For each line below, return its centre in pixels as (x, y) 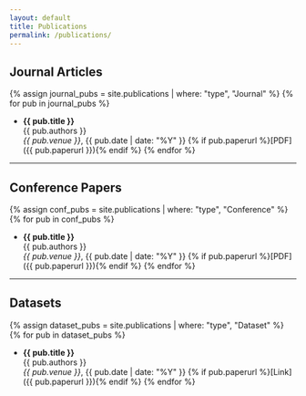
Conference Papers (66, 188)
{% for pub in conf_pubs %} (62, 219)
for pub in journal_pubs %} (60, 104)
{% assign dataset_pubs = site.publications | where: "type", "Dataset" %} (147, 325)
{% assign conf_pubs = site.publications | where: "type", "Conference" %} (149, 209)
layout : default (40, 18)
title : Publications (49, 26)
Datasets (36, 303)
